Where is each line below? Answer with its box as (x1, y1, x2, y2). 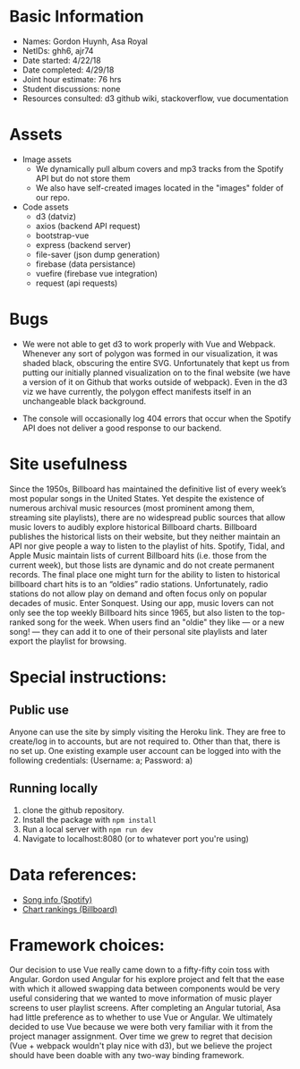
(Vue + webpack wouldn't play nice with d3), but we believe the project (9, 1040, 273, 1051)
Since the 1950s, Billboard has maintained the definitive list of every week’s (9, 483, 287, 494)
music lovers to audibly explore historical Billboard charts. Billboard (9, 521, 258, 532)
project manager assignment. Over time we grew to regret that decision (9, 1031, 273, 1042)
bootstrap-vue (35, 230, 90, 241)
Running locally (9, 781, 99, 796)
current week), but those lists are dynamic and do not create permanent (9, 560, 275, 570)
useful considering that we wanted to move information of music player (9, 993, 272, 1004)
